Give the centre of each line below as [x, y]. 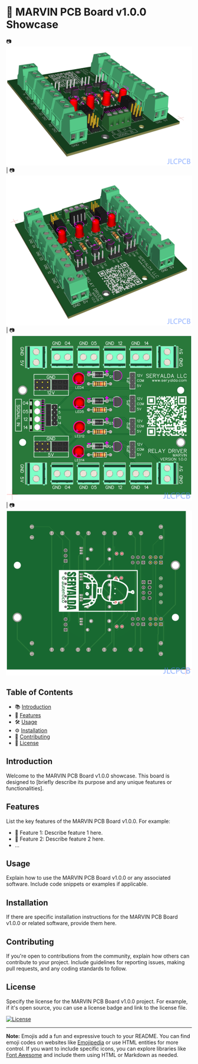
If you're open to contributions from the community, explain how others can [98, 956]
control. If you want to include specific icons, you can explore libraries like [96, 1049]
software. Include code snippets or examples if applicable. [77, 884]
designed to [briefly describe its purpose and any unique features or [89, 782]
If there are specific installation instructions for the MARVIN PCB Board [92, 917]
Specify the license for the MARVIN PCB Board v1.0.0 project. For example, [97, 1001]
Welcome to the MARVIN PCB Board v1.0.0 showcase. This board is [88, 776]
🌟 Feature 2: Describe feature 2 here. [60, 839]
